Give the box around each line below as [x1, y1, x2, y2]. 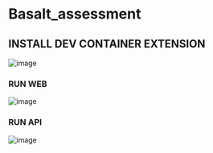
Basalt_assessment [8, 5, 141, 23]
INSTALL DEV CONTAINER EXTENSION [8, 37, 206, 51]
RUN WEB [8, 78, 47, 89]
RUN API [8, 117, 43, 128]
